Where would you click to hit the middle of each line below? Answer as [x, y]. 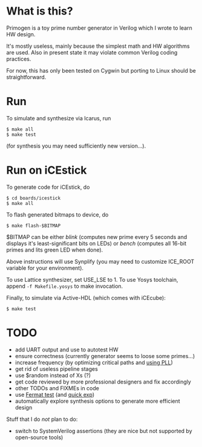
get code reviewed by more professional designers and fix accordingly [103, 382]
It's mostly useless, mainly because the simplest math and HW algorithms [98, 46]
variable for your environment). [45, 268]
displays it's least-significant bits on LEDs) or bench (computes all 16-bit [96, 243]
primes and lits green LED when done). [55, 250]
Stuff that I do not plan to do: [42, 419]
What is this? [40, 11]
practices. [19, 59]
